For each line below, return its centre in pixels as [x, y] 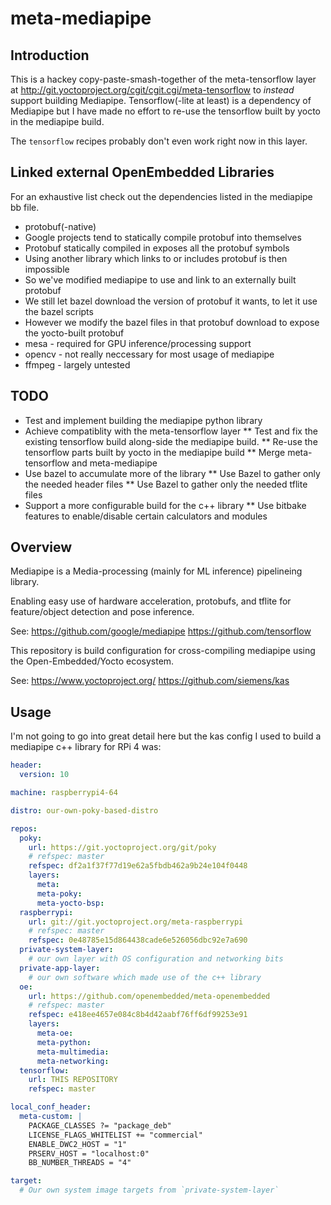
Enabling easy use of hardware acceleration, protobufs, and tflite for [151, 601]
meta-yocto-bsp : [70, 903]
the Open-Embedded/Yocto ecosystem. [92, 661]
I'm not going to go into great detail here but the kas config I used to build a [166, 736]
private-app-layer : [60, 968]
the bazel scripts [59, 311]
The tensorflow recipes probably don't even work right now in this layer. [159, 141]
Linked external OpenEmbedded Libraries [142, 172]
